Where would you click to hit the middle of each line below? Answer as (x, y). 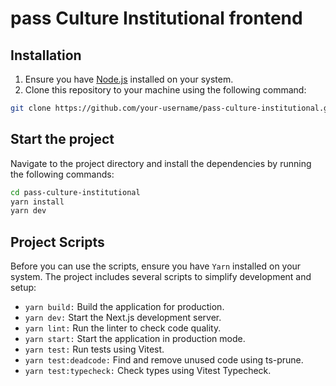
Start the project (62, 139)
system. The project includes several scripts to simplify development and (161, 277)
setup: (23, 288)
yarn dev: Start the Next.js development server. (123, 318)
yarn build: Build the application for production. (124, 307)
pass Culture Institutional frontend (156, 18)
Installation (46, 55)
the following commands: (62, 174)
